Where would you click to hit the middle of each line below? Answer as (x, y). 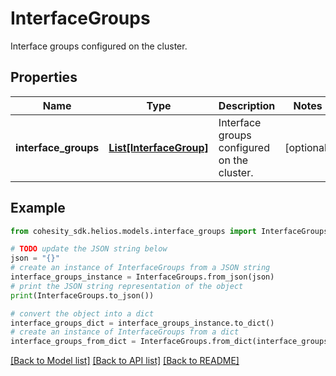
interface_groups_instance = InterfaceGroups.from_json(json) (142, 277)
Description (247, 105)
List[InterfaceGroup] (158, 147)
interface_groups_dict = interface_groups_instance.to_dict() (142, 323)
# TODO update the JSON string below (89, 249)
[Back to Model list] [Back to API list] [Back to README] (125, 361)
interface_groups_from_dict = (73, 342)
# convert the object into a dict (82, 313)
